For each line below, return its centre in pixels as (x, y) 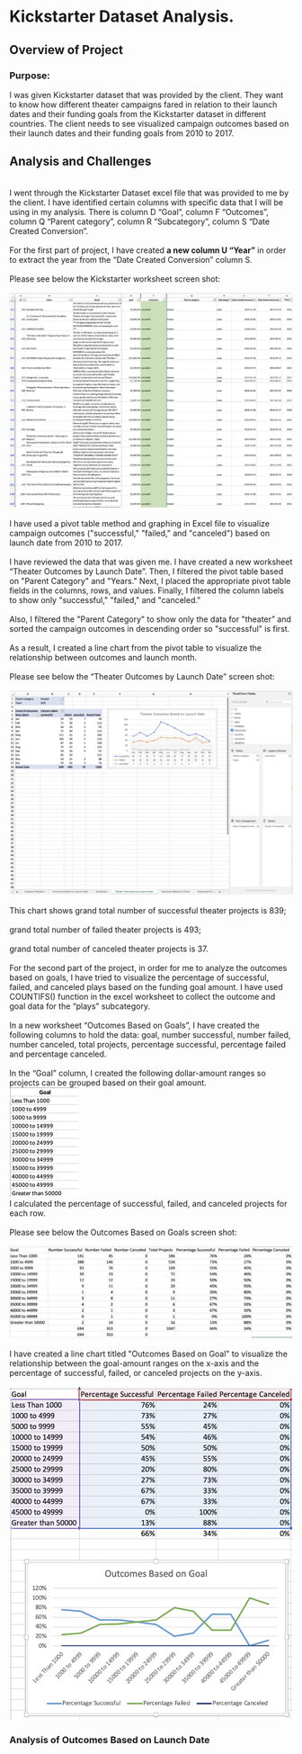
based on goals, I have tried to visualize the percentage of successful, (139, 977)
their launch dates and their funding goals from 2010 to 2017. (122, 133)
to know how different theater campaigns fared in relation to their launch (143, 104)
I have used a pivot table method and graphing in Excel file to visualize (140, 524)
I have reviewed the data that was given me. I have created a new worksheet (151, 562)
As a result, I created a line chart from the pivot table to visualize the (136, 648)
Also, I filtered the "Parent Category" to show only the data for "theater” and (151, 619)
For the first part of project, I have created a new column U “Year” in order (148, 250)
